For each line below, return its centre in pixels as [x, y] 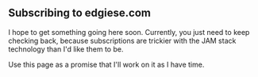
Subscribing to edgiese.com [79, 13]
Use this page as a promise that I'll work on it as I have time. [106, 64]
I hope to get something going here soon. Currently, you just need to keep [129, 32]
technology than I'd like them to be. [66, 49]
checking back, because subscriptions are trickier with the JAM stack [122, 40]
